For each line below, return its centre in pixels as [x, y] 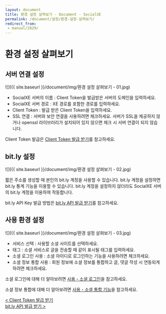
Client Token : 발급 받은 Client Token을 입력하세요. [62, 110]
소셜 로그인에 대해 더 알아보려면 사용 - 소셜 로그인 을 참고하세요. [66, 279]
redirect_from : [21, 24]
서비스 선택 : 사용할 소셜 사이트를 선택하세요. [55, 243]
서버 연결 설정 [25, 74]
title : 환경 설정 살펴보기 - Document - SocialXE [53, 14]
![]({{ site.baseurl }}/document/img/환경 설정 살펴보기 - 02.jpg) [68, 169]
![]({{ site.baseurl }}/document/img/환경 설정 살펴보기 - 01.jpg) [68, 87]
